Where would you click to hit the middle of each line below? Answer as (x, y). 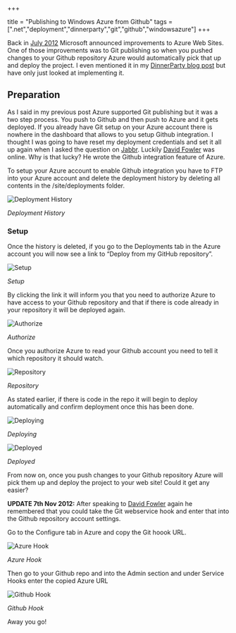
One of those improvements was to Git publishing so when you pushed (110, 50)
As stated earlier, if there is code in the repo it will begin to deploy (103, 400)
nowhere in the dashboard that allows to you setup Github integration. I (110, 134)
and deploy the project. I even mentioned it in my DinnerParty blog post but (117, 65)
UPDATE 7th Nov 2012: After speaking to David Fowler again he (100, 504)
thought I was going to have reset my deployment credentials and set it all (114, 142)
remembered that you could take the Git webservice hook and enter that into (118, 511)
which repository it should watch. (56, 358)
